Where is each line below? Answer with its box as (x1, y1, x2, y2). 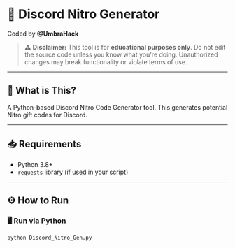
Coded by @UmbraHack (7, 29, 79, 38)
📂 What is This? (7, 85, 77, 96)
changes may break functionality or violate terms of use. (24, 57, 187, 66)
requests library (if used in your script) (17, 168, 129, 176)
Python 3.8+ (17, 160, 54, 168)
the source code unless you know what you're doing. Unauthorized (24, 50, 218, 59)
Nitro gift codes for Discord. (7, 110, 87, 119)
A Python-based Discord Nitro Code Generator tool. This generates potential (7, 103, 228, 111)
